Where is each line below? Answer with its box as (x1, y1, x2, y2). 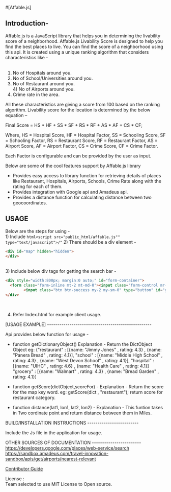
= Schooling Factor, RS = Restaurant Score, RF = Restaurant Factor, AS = (5, 137, 158, 144)
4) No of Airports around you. (12, 86, 75, 92)
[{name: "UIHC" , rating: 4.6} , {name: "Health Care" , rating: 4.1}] (12, 363, 149, 369)
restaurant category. (12, 394, 56, 401)
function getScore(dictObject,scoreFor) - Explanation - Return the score (12, 383, 164, 390)
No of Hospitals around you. (12, 69, 72, 76)
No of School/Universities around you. (12, 75, 93, 81)
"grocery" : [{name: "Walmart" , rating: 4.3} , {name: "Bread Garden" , (12, 368, 159, 374)
